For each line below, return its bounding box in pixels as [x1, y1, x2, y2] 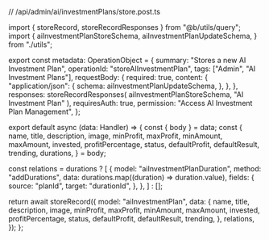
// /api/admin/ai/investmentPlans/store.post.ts [8, 7, 161, 16]
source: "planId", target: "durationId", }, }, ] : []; [8, 181, 163, 191]
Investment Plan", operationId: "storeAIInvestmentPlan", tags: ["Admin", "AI [8, 64, 256, 74]
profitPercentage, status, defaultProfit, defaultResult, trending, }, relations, [8, 214, 255, 223]
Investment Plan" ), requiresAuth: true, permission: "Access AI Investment [8, 99, 253, 107]
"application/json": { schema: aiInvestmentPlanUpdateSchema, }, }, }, [8, 81, 238, 91]
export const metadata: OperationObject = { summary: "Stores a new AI [8, 56, 246, 65]
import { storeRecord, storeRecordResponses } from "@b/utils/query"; [8, 23, 242, 32]
